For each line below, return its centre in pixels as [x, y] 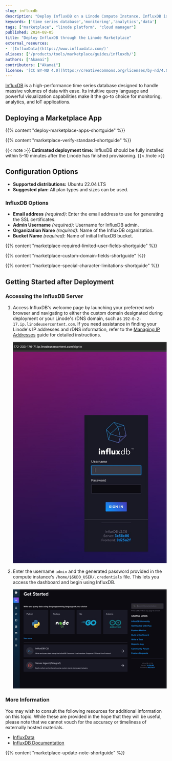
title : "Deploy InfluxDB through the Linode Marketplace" [68, 38]
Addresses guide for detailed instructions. [57, 335]
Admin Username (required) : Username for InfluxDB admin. [76, 225]
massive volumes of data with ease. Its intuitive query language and [77, 91]
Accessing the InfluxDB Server [44, 296]
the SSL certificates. [34, 219]
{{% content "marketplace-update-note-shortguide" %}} [65, 753]
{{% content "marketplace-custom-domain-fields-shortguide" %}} [76, 256]
